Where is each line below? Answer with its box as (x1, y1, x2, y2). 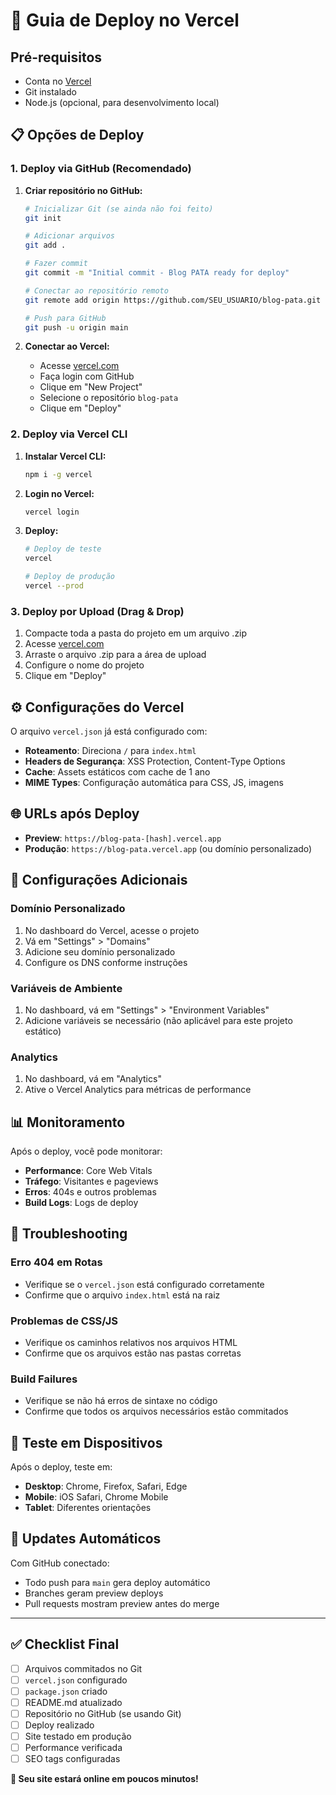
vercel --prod (24, 581, 84, 591)
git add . (24, 240, 67, 251)
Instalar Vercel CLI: (24, 450, 107, 462)
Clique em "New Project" (39, 381, 143, 393)
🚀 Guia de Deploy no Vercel (10, 9, 240, 32)
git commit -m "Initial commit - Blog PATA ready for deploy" (24, 268, 290, 278)
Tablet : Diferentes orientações (24, 1502, 152, 1514)
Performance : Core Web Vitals (24, 1165, 153, 1176)
